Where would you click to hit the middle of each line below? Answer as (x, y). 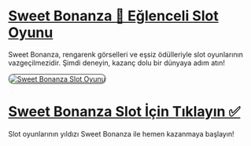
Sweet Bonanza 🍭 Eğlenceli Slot (113, 16)
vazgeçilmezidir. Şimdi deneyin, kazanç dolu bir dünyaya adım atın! (117, 63)
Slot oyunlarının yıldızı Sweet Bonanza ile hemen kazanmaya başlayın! (121, 133)
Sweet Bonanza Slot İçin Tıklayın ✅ (124, 112)
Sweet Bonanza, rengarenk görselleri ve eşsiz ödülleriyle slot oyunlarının (126, 54)
